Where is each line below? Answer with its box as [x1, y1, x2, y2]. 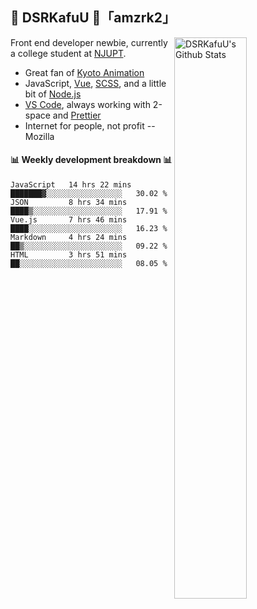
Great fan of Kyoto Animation [24, 66, 145, 78]
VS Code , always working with [24, 98, 151, 110]
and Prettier [52, 109, 102, 121]
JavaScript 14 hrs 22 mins [10, 180, 132, 190]
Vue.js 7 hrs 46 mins [10, 215, 128, 225]
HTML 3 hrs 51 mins [10, 250, 128, 260]
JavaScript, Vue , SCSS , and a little [24, 77, 167, 89]
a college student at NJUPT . [10, 47, 127, 59]
